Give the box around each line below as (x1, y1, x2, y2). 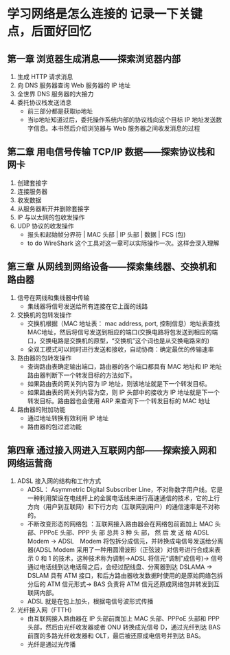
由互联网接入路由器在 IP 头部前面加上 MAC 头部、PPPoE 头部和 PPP (27, 614, 220, 623)
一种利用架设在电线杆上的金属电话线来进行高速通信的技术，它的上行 (27, 494, 220, 502)
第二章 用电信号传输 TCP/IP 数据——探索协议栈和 (7, 146, 216, 158)
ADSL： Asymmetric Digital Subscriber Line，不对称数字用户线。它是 (27, 486, 223, 494)
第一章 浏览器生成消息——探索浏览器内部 (7, 53, 181, 65)
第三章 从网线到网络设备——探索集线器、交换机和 (7, 261, 217, 272)
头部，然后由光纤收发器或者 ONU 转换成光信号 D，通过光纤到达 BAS (27, 623, 221, 632)
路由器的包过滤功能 (27, 422, 82, 431)
